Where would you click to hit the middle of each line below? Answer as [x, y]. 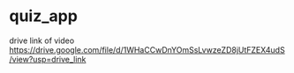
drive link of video [42, 40]
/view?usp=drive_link [48, 59]
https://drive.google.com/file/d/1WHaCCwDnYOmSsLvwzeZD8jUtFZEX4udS [147, 49]
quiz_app [43, 16]
